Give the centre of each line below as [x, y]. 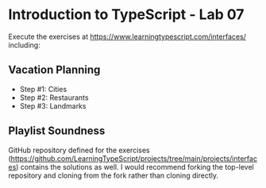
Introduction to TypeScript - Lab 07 [126, 15]
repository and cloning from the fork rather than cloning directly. [114, 175]
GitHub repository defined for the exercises [79, 150]
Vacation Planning [54, 70]
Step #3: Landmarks [53, 106]
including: [25, 44]
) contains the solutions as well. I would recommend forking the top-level [135, 167]
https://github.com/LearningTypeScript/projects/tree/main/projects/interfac [134, 158]
